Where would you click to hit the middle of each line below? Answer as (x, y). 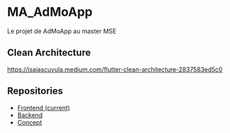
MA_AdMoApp (50, 12)
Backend (30, 115)
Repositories (35, 91)
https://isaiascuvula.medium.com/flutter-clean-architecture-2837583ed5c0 (115, 69)
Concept (30, 122)
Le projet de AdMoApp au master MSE (62, 31)
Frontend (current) (44, 108)
